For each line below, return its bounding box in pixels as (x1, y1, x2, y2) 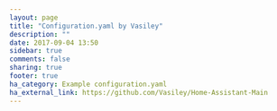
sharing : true (9, 64, 63, 73)
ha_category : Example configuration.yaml (9, 80, 168, 89)
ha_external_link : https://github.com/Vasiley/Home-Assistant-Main (9, 88, 269, 97)
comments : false (9, 55, 70, 64)
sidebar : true (9, 47, 63, 55)
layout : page (9, 13, 59, 22)
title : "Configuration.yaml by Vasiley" (9, 21, 164, 30)
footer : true (9, 72, 59, 81)
